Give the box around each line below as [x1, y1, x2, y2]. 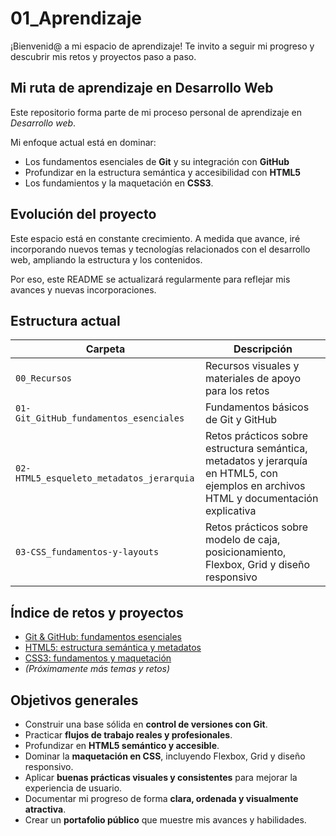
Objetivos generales [10, 692, 139, 709]
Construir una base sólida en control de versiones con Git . [24, 718, 268, 730]
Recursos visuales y [204, 359, 300, 373]
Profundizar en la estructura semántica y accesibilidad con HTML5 [24, 166, 302, 178]
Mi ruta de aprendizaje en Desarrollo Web [10, 80, 274, 97]
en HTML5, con [204, 467, 278, 481]
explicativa [204, 504, 257, 518]
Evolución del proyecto [10, 206, 157, 223]
